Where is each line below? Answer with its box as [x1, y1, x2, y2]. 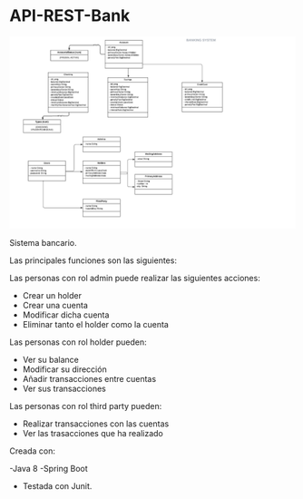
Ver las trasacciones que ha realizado [22, 427, 163, 438]
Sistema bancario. [9, 237, 77, 248]
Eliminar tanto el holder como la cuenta [22, 318, 170, 329]
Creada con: [9, 445, 56, 456]
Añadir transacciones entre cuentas [22, 373, 157, 384]
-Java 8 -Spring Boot [9, 463, 88, 474]
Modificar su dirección [22, 364, 107, 375]
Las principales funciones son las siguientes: [9, 255, 177, 266]
